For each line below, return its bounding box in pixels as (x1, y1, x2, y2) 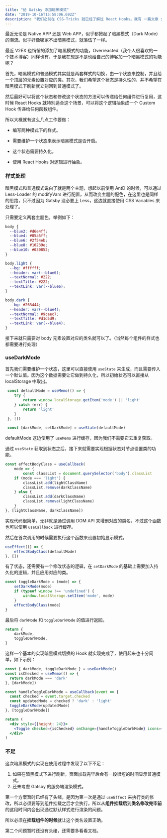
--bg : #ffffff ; (9, 265, 41, 270)
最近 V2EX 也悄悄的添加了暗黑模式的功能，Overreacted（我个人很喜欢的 (5, 48, 154, 54)
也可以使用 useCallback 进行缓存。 (5, 524, 76, 530)
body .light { (5, 261, 32, 266)
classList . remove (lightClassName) (23, 499, 94, 504)
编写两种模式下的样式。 (12, 127, 61, 133)
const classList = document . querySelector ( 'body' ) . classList (23, 471, 153, 476)
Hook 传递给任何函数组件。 (5, 106, 61, 112)
